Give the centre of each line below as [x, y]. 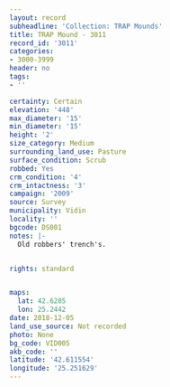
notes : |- [28, 236]
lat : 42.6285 [42, 301]
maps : [19, 293]
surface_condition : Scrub [58, 160]
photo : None [31, 335]
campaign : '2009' [42, 194]
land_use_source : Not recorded [68, 326]
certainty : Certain [46, 101]
